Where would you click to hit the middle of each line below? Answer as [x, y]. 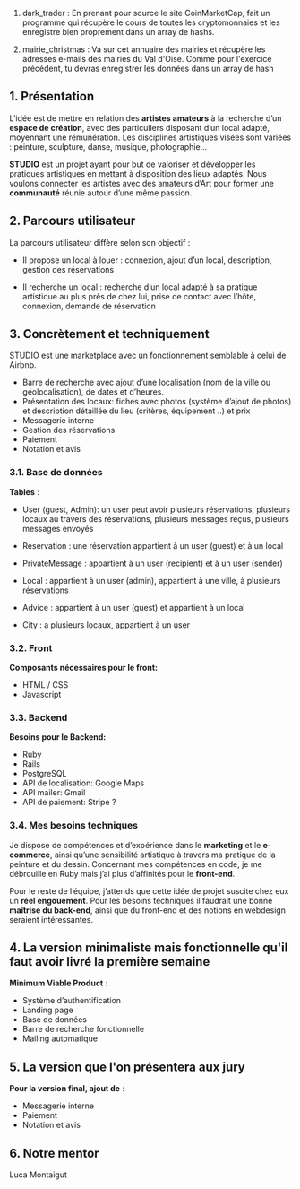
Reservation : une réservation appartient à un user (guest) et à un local [153, 545]
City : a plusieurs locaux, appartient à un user [106, 625]
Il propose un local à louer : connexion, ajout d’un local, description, [147, 260]
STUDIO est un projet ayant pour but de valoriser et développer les [133, 164]
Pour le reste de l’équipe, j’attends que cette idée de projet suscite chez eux [149, 890]
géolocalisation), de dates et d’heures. [93, 392]
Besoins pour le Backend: [58, 737]
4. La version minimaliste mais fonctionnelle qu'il [149, 948]
